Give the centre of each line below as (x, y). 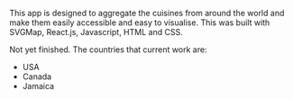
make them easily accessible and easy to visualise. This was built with (140, 22)
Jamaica (38, 86)
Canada (37, 76)
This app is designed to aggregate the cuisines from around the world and (147, 13)
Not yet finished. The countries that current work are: (108, 49)
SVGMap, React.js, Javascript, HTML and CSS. (96, 32)
